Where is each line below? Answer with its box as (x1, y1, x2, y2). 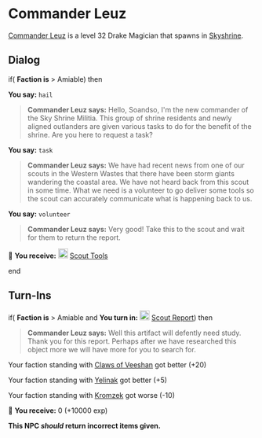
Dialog (8, 53, 41, 67)
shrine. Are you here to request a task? (27, 130, 153, 139)
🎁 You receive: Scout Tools (8, 251, 108, 260)
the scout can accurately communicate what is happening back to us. (27, 193, 253, 203)
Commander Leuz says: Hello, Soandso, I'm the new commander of (27, 105, 249, 114)
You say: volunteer (8, 209, 71, 219)
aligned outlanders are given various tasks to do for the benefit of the (27, 121, 253, 131)
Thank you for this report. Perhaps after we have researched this (27, 336, 237, 346)
